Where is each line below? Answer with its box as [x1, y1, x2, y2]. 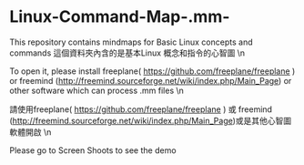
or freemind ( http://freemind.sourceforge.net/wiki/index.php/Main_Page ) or [9, 75, 292, 86]
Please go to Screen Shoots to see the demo [9, 144, 177, 156]
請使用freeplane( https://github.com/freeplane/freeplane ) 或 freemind [9, 103, 273, 115]
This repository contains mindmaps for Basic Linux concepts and [9, 36, 253, 47]
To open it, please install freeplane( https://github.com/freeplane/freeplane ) [9, 66, 296, 77]
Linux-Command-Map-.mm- [9, 6, 230, 27]
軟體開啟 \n [9, 126, 52, 138]
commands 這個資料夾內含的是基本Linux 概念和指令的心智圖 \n [9, 47, 246, 58]
